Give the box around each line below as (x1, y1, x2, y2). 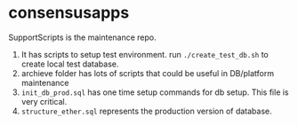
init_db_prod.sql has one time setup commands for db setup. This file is (20, 87, 290, 98)
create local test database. (20, 59, 119, 69)
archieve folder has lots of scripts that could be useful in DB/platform (20, 67, 275, 78)
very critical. (20, 96, 68, 106)
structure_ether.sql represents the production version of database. (20, 105, 272, 116)
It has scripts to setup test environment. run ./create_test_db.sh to (20, 49, 269, 59)
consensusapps (8, 3, 130, 23)
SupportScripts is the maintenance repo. (8, 32, 157, 43)
